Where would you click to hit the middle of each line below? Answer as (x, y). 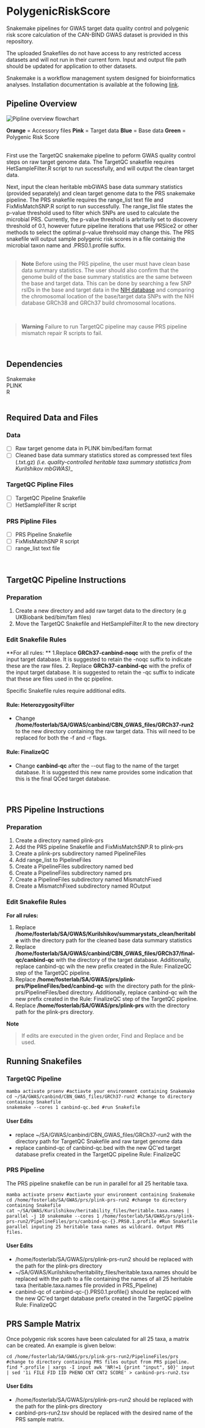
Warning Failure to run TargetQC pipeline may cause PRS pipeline (104, 327)
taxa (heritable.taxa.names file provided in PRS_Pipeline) (86, 1285)
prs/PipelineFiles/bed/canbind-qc (59, 986)
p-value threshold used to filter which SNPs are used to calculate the (93, 213)
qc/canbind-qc (35, 959)
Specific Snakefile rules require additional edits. (66, 691)
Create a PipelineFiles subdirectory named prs (74, 873)
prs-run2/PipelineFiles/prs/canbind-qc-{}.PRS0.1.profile (81, 1221)
